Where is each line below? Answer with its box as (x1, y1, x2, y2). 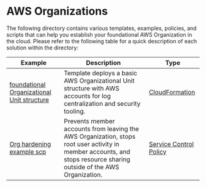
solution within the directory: (6, 44, 78, 51)
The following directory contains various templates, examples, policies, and (6, 24, 197, 32)
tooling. (63, 107, 86, 116)
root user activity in (63, 139, 120, 148)
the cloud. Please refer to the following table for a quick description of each (6, 37, 197, 45)
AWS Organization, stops (63, 132, 136, 141)
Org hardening (9, 139, 51, 148)
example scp (9, 147, 47, 156)
